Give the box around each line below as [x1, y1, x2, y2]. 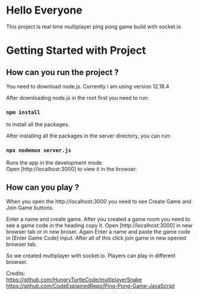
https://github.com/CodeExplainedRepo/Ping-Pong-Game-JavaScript [6, 283, 176, 290]
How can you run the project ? [6, 67, 119, 77]
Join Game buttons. [6, 204, 54, 211]
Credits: [6, 270, 25, 277]
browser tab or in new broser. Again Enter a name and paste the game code [6, 228, 191, 235]
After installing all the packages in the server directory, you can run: [6, 132, 171, 139]
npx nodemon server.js [6, 147, 72, 154]
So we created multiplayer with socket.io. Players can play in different [6, 252, 176, 260]
